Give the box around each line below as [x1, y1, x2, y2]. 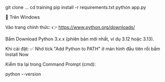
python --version [5, 71, 41, 77]
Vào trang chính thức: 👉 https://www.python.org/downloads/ [5, 24, 135, 30]
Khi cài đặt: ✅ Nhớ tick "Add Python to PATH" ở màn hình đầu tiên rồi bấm [5, 46, 160, 52]
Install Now [5, 52, 29, 57]
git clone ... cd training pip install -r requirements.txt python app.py [5, 5, 147, 10]
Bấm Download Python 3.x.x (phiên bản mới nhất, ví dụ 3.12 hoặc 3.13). [5, 36, 154, 42]
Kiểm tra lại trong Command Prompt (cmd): [5, 61, 96, 67]
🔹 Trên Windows [5, 14, 40, 20]
